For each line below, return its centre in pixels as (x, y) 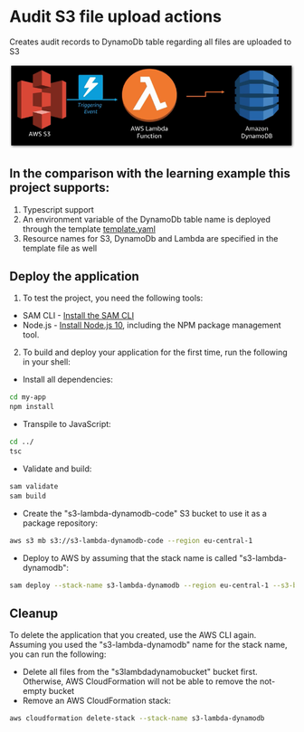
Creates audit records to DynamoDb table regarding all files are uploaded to (151, 42)
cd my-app (28, 397)
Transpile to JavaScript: (66, 424)
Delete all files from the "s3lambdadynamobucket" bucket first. (140, 672)
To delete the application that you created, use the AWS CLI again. (133, 635)
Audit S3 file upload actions (115, 17)
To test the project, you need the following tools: (113, 298)
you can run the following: (58, 654)
